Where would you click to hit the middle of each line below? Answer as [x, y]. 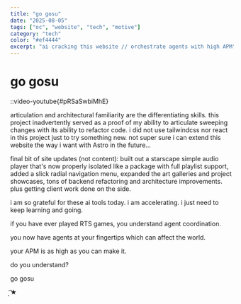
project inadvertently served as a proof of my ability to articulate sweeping [119, 122]
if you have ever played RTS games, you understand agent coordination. [116, 223]
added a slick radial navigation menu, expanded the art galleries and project [121, 173]
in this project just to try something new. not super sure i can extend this [116, 137]
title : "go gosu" [36, 14]
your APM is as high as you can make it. [68, 251]
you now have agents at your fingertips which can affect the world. [108, 237]
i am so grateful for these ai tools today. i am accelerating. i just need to [114, 202]
